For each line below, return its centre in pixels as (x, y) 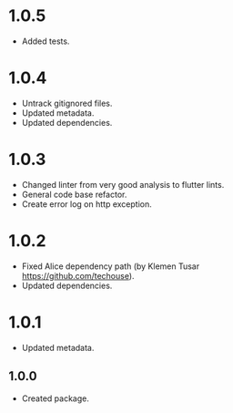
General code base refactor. (74, 194)
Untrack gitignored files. (67, 103)
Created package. (56, 398)
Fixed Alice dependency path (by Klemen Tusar (111, 266)
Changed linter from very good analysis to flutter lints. (123, 184)
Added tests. (46, 41)
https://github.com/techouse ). (78, 275)
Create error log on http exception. (86, 204)
